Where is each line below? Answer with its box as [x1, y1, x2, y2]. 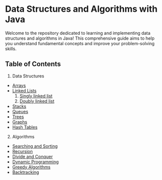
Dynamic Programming [12, 158, 59, 165]
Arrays [12, 82, 26, 88]
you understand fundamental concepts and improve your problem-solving [5, 40, 155, 46]
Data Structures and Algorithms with [5, 3, 158, 15]
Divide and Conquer [12, 154, 53, 159]
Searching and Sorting [12, 143, 58, 149]
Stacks [12, 103, 27, 109]
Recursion [12, 148, 33, 154]
